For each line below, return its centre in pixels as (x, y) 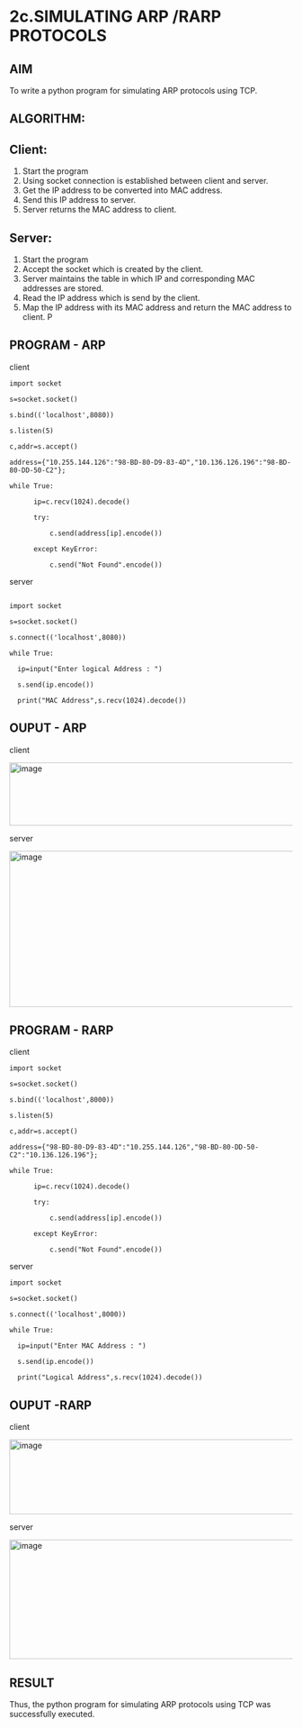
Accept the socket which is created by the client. (113, 269)
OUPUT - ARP (48, 728)
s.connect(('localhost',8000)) (68, 1314)
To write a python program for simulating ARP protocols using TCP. (133, 91)
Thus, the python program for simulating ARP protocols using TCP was (140, 1705)
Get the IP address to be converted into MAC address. (122, 190)
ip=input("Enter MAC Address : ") (82, 1346)
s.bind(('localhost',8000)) (62, 1100)
